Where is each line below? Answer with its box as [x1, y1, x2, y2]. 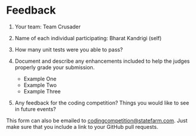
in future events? [14, 105, 56, 112]
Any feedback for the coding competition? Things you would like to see [14, 99, 189, 106]
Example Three [23, 88, 61, 95]
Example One [23, 75, 56, 82]
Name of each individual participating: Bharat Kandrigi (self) [14, 34, 162, 41]
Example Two [23, 81, 57, 89]
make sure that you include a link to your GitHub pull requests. [6, 123, 159, 130]
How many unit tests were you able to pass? [14, 46, 123, 53]
